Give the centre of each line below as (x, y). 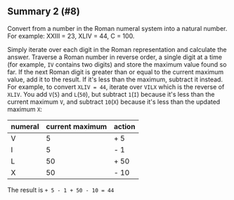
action (124, 126)
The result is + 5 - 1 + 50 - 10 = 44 (61, 189)
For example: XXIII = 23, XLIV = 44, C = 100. (71, 36)
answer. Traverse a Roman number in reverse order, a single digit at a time (115, 57)
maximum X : (25, 109)
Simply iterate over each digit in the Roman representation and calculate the (117, 49)
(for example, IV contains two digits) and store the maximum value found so (117, 64)
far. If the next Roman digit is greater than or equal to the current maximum (116, 72)
